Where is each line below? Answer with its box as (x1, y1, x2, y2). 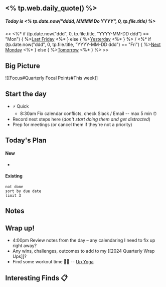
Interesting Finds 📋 (5, 274, 68, 282)
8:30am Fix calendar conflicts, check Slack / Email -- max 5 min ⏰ (20, 110, 157, 117)
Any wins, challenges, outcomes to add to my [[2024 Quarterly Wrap (12, 248, 155, 254)
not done (5, 184, 24, 189)
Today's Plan (5, 136, 47, 145)
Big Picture (5, 62, 40, 70)
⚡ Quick (12, 103, 29, 109)
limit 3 (5, 193, 22, 198)
